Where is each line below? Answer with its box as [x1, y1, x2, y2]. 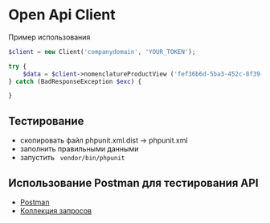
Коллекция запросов [19, 205, 92, 215]
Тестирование [8, 114, 84, 128]
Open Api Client [8, 6, 116, 24]
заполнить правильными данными [19, 144, 139, 154]
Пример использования [8, 32, 91, 42]
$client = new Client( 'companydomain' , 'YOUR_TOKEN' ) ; [8, 47, 196, 56]
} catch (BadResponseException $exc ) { [8, 77, 142, 85]
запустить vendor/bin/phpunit [19, 153, 125, 163]
